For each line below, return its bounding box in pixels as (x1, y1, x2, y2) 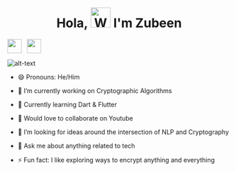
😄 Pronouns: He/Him (17, 72, 80, 81)
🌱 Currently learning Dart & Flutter (17, 100, 118, 109)
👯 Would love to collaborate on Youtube (17, 114, 133, 122)
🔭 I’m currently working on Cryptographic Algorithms (17, 86, 172, 95)
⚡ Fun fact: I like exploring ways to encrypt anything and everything (17, 155, 215, 164)
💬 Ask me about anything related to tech (17, 141, 135, 150)
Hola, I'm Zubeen (56, 15, 182, 31)
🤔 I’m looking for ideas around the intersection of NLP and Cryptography (17, 128, 229, 136)
